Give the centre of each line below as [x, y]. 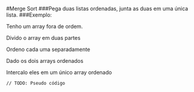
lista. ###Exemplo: [29, 15]
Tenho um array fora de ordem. [44, 26]
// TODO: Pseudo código [36, 83]
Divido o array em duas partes [43, 38]
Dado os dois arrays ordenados [45, 61]
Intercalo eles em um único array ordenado [59, 72]
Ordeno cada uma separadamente [48, 49]
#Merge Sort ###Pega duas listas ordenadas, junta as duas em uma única [97, 9]
